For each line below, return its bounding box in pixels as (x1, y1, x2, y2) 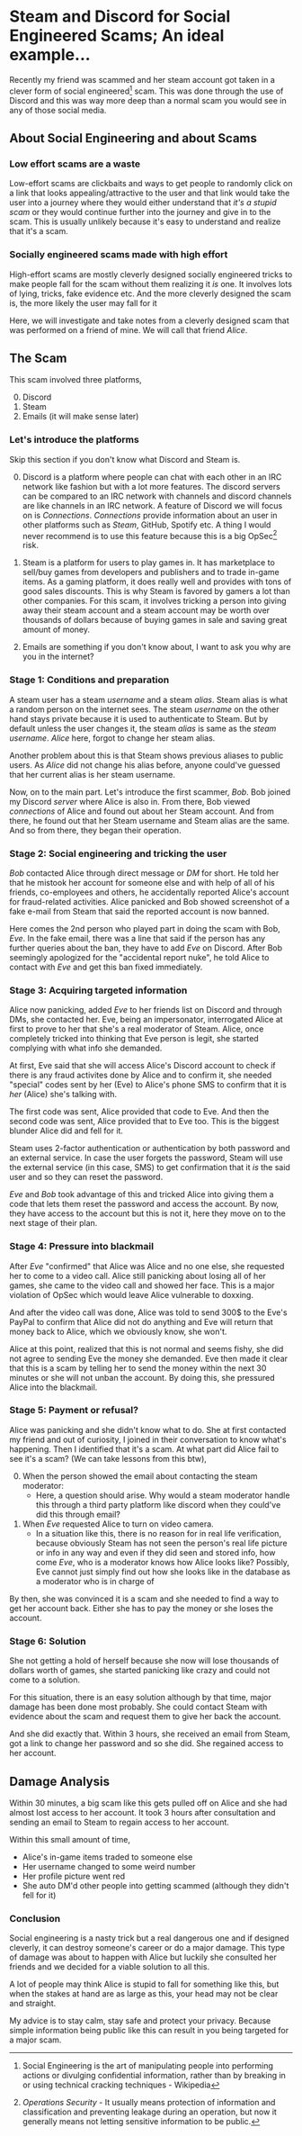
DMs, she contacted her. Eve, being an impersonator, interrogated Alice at (9, 1014, 283, 1025)
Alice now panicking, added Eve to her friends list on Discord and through (9, 1005, 283, 1015)
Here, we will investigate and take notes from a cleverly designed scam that (9, 315, 289, 326)
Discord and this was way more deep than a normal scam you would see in (9, 95, 288, 105)
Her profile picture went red (22, 1870, 126, 1881)
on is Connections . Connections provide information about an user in (22, 509, 278, 520)
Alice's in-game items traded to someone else (22, 1852, 193, 1862)
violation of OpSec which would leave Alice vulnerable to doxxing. (9, 1289, 254, 1300)
